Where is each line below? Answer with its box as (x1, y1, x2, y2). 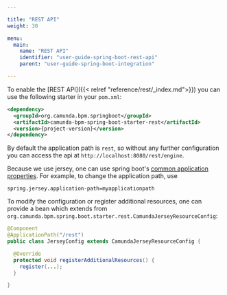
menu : (7, 35, 23, 42)
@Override (13, 250, 41, 257)
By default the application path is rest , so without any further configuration (7, 144, 219, 152)
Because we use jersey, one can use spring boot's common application (7, 164, 209, 173)
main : (13, 41, 29, 48)
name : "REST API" (19, 47, 69, 55)
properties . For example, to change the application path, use (7, 172, 178, 180)
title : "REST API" (7, 16, 60, 23)
